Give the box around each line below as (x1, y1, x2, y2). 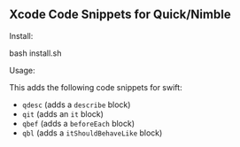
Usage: (9, 65, 35, 75)
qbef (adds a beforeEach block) (21, 118, 135, 128)
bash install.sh (9, 48, 62, 58)
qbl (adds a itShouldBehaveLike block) (21, 128, 163, 138)
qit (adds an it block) (21, 108, 105, 119)
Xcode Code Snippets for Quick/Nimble (9, 7, 232, 22)
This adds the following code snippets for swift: (9, 81, 183, 92)
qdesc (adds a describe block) (21, 99, 131, 110)
